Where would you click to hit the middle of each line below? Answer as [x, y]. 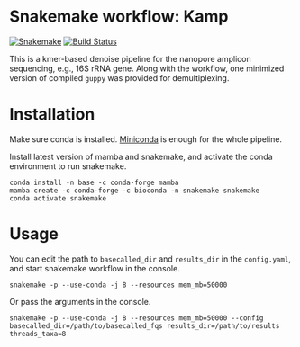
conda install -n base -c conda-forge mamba [94, 182]
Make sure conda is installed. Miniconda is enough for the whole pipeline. [145, 139]
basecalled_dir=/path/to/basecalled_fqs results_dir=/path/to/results [145, 325]
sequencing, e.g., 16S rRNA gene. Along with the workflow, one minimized [147, 68]
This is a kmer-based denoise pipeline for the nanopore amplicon [130, 58]
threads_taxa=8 [38, 334]
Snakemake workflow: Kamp [119, 17]
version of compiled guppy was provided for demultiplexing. [119, 77]
